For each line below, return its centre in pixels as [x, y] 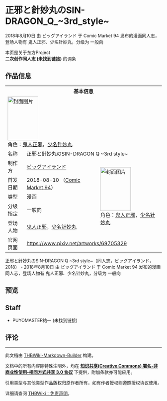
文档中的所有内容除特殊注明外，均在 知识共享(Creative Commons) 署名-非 [82, 366]
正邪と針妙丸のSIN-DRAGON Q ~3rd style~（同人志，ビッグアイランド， [80, 261]
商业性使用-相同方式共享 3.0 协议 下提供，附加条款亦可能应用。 [70, 372]
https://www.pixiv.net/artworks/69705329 [77, 243]
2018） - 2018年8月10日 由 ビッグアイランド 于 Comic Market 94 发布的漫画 [83, 267]
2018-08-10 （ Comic [53, 180]
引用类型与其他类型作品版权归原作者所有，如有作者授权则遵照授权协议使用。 [83, 383]
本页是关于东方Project [28, 52]
